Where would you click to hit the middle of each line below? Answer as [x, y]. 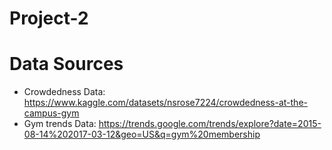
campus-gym [51, 113]
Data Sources [66, 64]
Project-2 [49, 18]
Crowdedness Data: [64, 92]
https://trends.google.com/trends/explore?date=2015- [210, 124]
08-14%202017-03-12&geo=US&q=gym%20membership [142, 134]
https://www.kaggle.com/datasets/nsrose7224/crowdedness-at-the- [165, 103]
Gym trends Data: [60, 124]
